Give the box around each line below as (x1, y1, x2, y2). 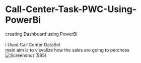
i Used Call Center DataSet (5, 41, 61, 47)
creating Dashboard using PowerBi (5, 31, 78, 37)
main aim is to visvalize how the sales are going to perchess (5, 47, 130, 53)
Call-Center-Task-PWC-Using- (5, 4, 137, 15)
